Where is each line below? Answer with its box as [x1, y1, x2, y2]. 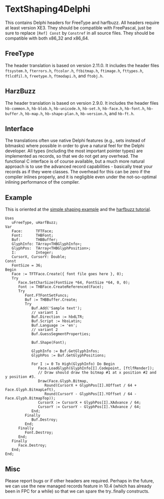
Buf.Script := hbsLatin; [31, 319, 82, 324]
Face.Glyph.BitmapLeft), [5, 387, 56, 392]
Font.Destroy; [24, 430, 54, 435]
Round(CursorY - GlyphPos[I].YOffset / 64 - [44, 392, 137, 397]
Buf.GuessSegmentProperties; [31, 332, 91, 336]
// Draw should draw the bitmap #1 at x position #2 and [38, 370, 157, 375]
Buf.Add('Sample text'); [31, 306, 82, 311]
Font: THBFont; [11, 233, 54, 238]
